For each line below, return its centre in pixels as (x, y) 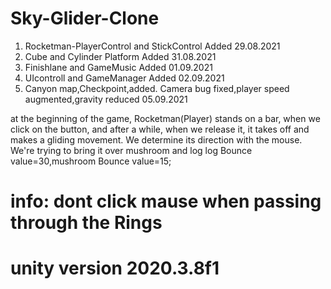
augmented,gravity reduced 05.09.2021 (106, 99)
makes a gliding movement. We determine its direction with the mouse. (156, 139)
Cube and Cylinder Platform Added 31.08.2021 (120, 56)
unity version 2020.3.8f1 (115, 268)
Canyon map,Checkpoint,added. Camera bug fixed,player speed (157, 88)
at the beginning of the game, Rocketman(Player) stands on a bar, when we (165, 118)
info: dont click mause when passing (166, 201)
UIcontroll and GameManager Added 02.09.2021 (124, 78)
